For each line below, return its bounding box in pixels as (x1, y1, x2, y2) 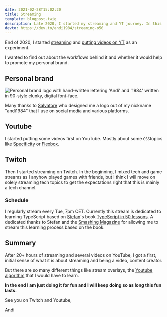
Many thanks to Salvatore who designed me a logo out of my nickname (5, 102, 151, 108)
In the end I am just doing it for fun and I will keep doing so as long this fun (5, 282, 162, 288)
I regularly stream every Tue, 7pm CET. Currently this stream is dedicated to (5, 208, 161, 214)
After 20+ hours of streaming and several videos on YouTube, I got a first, (5, 252, 157, 258)
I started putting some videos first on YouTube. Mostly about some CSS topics (5, 135, 163, 141)
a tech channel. (5, 184, 37, 190)
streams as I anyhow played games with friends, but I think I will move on (5, 174, 156, 180)
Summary (5, 239, 36, 247)
